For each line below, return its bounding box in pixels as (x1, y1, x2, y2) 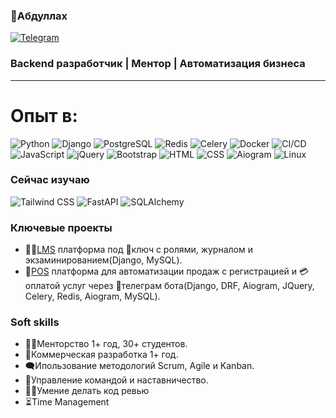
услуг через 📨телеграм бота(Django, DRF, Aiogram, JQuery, (62, 280, 315, 292)
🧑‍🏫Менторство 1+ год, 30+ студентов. (24, 338, 188, 350)
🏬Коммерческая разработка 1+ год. (24, 349, 179, 361)
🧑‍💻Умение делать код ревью (24, 385, 150, 397)
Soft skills (10, 315, 60, 329)
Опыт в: (10, 104, 78, 127)
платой (24, 280, 61, 292)
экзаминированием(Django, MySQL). (24, 254, 183, 266)
